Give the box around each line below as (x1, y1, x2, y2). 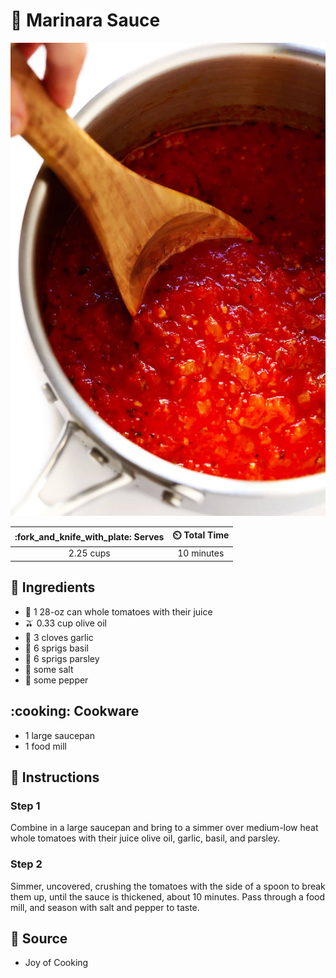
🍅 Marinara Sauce (10, 9, 161, 32)
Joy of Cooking (24, 957, 89, 969)
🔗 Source (10, 930, 68, 947)
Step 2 (10, 857, 43, 871)
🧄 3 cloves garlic (24, 631, 94, 643)
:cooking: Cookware (10, 703, 140, 720)
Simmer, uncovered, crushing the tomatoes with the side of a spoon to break (10, 880, 326, 892)
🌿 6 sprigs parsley (24, 652, 100, 664)
